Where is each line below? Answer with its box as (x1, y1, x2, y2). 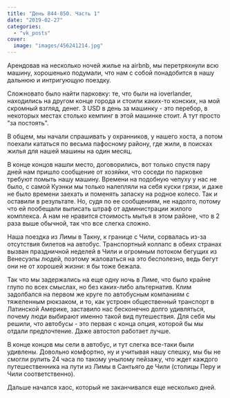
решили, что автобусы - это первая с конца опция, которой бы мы (7, 320, 204, 327)
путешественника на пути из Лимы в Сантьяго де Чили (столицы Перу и (7, 363, 221, 370)
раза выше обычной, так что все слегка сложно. (7, 219, 151, 227)
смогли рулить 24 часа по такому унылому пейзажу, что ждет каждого (7, 355, 219, 363)
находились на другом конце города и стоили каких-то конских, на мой (7, 97, 220, 105)
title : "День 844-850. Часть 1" (7, 10, 100, 17)
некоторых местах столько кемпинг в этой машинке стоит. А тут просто (7, 111, 221, 120)
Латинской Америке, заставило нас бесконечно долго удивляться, (7, 305, 206, 313)
